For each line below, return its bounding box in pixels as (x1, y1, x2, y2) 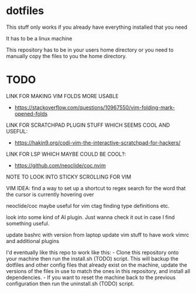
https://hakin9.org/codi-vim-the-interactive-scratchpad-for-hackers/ (14, 139, 181, 146)
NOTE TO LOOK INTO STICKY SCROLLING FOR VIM (6, 173, 132, 180)
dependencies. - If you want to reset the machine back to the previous (6, 274, 176, 281)
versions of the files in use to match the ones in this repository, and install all (6, 267, 191, 274)
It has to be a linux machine (6, 35, 73, 42)
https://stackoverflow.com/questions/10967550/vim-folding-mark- (14, 104, 176, 111)
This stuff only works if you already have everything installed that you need (6, 23, 188, 31)
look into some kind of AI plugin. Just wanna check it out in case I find (6, 213, 175, 221)
